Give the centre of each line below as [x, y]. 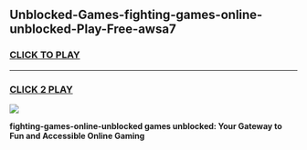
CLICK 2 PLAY [41, 89]
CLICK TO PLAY [45, 55]
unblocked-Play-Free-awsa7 [93, 30]
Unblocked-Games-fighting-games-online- [136, 15]
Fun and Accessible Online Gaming [77, 135]
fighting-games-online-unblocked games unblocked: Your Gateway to [146, 125]
